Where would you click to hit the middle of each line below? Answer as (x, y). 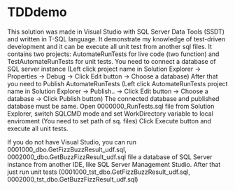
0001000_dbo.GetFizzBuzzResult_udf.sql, (67, 149)
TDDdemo (37, 12)
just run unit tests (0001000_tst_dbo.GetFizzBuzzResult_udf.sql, (99, 172)
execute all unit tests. (38, 128)
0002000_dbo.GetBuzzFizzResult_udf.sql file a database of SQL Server (110, 157)
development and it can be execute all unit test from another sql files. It (109, 46)
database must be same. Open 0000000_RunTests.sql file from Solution (111, 106)
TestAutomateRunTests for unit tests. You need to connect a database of (112, 61)
